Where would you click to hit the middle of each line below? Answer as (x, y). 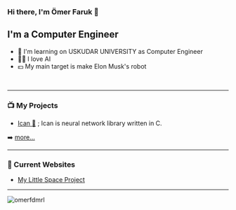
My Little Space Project (51, 180)
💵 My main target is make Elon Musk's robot (82, 66)
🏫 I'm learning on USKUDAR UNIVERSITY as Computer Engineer (110, 51)
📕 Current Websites (41, 164)
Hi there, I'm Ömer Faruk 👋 (53, 12)
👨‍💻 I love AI (34, 59)
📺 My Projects (33, 105)
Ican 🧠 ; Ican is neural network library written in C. (90, 123)
